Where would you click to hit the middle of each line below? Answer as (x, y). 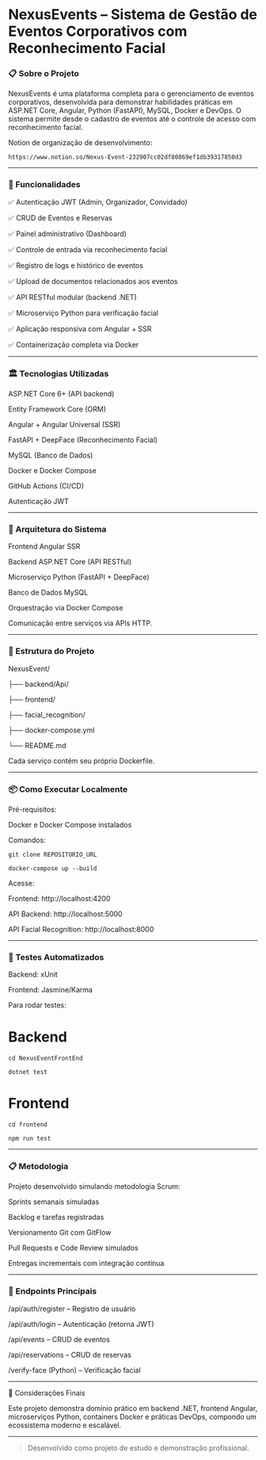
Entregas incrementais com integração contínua (86, 1263)
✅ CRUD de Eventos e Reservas (60, 218)
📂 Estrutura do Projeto (51, 652)
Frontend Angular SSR (44, 547)
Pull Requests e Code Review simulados (73, 1248)
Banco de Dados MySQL (48, 593)
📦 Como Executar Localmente (68, 789)
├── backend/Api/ (39, 684)
